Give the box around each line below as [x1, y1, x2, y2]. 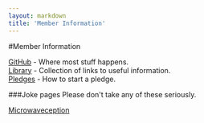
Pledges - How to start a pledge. [8, 74, 116, 84]
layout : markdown [8, 11, 67, 20]
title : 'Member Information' [8, 19, 106, 27]
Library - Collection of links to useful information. [8, 65, 171, 75]
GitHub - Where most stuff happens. [8, 57, 129, 67]
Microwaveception [8, 105, 70, 115]
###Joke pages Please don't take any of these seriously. [8, 89, 197, 99]
